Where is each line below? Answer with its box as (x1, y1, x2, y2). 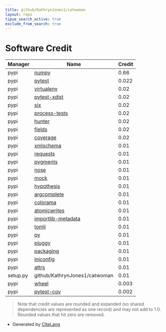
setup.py (7, 272, 28, 279)
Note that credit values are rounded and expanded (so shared (17, 301, 145, 307)
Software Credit (5, 43, 72, 54)
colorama (34, 199, 56, 206)
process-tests (34, 110, 68, 117)
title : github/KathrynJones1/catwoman (5, 7, 86, 12)
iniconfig (34, 256, 55, 263)
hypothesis (34, 183, 61, 190)
